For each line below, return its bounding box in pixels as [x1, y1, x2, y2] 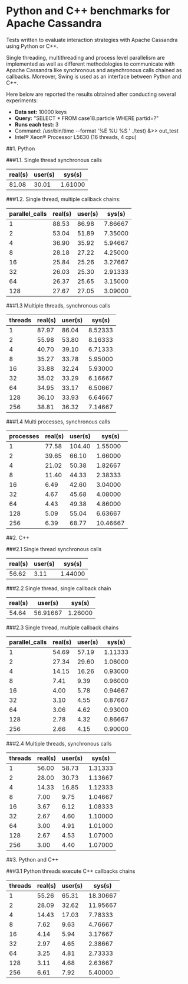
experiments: [6, 96, 38, 104]
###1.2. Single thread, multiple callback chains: [6, 195, 121, 202]
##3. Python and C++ [6, 856, 59, 863]
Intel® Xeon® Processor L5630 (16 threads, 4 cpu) [14, 133, 137, 140]
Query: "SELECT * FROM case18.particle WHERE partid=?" [14, 114, 159, 122]
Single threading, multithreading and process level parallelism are [6, 54, 165, 61]
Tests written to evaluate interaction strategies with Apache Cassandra [6, 36, 178, 43]
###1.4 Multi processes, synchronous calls [6, 418, 110, 425]
